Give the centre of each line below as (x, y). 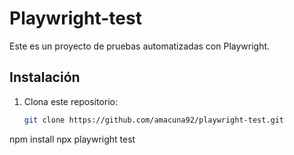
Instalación (45, 77)
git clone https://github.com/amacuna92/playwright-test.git (154, 120)
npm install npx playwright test (72, 139)
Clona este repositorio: (70, 101)
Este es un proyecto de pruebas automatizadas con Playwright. (140, 46)
